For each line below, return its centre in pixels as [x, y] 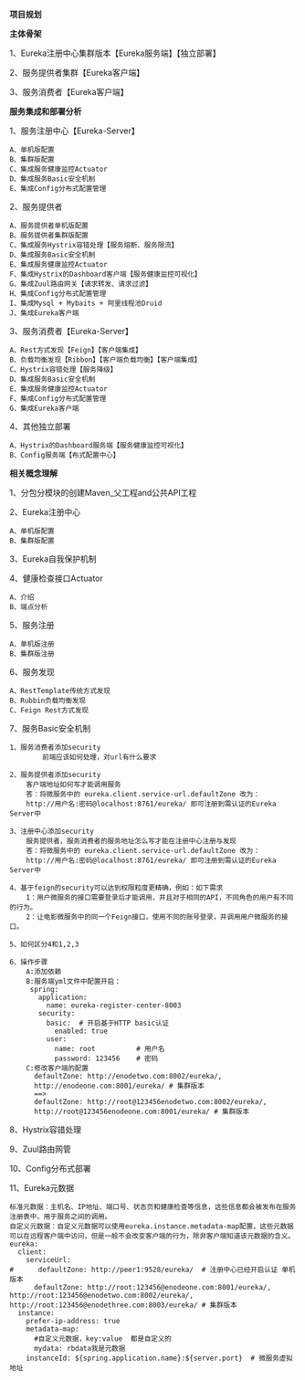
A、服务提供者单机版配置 [49, 226]
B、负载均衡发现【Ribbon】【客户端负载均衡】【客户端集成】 [105, 360]
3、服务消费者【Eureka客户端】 [69, 92]
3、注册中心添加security [52, 831]
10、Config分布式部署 [50, 1169]
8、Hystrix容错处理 [46, 1130]
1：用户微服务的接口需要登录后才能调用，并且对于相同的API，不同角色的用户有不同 [160, 898]
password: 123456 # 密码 [106, 1059]
